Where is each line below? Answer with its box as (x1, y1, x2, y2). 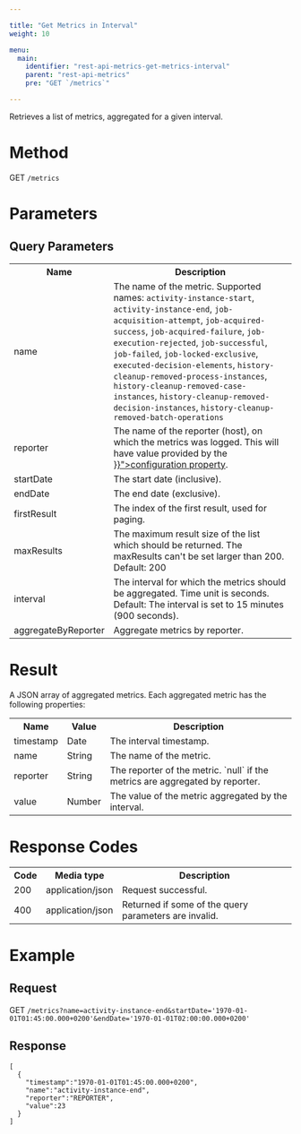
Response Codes (9, 837, 139, 856)
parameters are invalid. (122, 909, 219, 922)
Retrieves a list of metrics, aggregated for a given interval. (9, 111, 224, 122)
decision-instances (113, 402, 197, 413)
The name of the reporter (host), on (113, 425, 262, 437)
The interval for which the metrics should (113, 575, 287, 588)
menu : (9, 46, 30, 55)
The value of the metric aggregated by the (109, 789, 288, 802)
